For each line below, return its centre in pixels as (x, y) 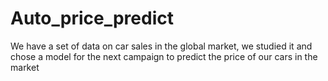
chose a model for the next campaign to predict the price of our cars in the (164, 56)
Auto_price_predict (92, 18)
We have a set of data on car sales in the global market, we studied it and (161, 46)
